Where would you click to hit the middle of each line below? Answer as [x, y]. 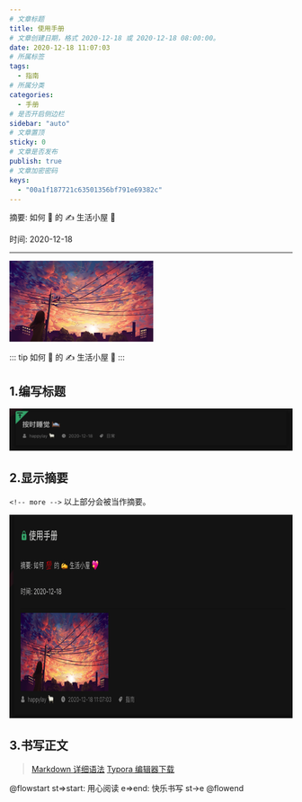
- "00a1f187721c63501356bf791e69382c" [90, 190]
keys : [19, 180]
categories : [31, 94]
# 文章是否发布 [34, 152]
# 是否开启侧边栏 [37, 114]
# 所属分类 [27, 85]
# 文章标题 [27, 19]
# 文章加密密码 [34, 171]
